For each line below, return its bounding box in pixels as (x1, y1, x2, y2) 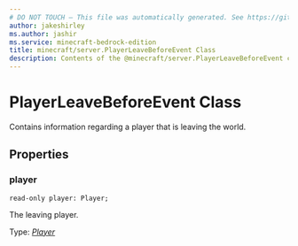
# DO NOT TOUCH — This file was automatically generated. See (9, 12, 244, 22)
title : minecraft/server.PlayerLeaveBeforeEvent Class (9, 46, 216, 55)
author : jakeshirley (9, 21, 86, 30)
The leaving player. (9, 209, 79, 219)
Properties (9, 147, 69, 162)
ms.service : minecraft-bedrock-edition (9, 37, 157, 47)
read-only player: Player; (9, 194, 109, 203)
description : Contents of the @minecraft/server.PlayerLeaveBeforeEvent (9, 54, 284, 63)
